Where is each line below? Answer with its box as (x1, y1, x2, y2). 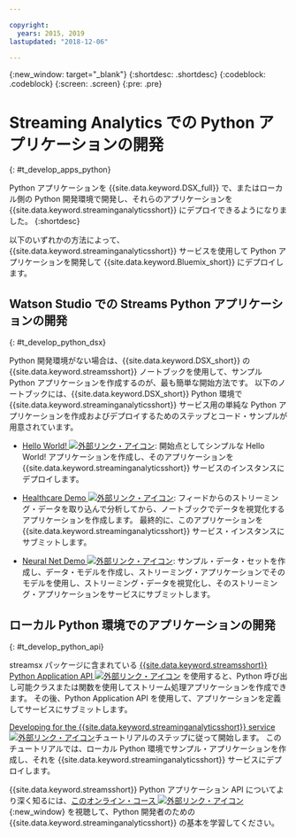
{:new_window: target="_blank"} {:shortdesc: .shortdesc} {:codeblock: (9, 69, 267, 80)
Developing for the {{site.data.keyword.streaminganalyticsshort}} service (9, 721, 276, 732)
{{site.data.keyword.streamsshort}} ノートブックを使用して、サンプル (9, 367, 262, 377)
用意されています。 (9, 422, 79, 432)
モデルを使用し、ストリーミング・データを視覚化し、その (21, 577, 231, 589)
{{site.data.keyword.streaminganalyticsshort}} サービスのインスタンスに (21, 462, 285, 474)
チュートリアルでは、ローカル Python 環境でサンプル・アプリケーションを (9, 743, 279, 754)
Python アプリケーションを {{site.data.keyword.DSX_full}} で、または (9, 182, 261, 193)
